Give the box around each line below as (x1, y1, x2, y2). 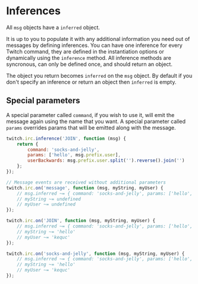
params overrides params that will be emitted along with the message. (6, 124, 177, 131)
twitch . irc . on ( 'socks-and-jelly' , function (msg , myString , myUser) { (6, 251, 185, 257)
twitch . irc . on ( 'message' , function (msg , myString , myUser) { (6, 185, 164, 191)
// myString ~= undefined (17, 196, 81, 202)
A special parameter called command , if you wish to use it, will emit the (6, 111, 175, 118)
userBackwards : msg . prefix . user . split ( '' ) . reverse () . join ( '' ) (27, 157, 185, 164)
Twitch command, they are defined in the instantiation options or (6, 48, 165, 55)
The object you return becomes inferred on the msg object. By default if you (6, 72, 193, 79)
